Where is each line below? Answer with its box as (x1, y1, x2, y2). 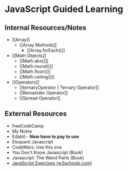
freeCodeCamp (11, 122, 44, 128)
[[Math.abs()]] (19, 58, 48, 63)
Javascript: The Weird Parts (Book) (11, 154, 84, 160)
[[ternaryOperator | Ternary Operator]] (19, 84, 99, 90)
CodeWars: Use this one (11, 144, 62, 150)
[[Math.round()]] (19, 63, 53, 69)
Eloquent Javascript (11, 138, 53, 144)
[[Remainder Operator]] (19, 90, 68, 95)
